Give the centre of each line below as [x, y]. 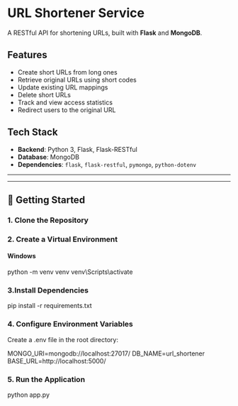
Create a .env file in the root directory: [63, 339]
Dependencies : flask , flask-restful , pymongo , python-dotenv [107, 164]
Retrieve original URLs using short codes [77, 79]
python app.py [29, 395]
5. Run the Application [46, 379]
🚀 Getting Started [46, 200]
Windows [22, 256]
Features [27, 55]
